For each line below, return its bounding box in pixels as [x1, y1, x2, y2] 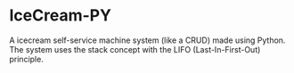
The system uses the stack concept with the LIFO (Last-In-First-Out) [9, 44, 261, 54]
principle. [9, 53, 45, 64]
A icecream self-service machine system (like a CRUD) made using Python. [9, 35, 286, 45]
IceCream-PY [9, 5, 111, 26]
